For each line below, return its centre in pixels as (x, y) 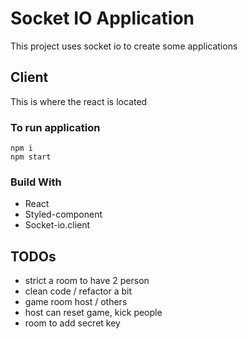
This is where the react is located (79, 101)
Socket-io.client (57, 225)
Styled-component (63, 214)
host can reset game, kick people (93, 313)
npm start (31, 157)
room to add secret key (72, 323)
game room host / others (76, 302)
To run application (55, 127)
